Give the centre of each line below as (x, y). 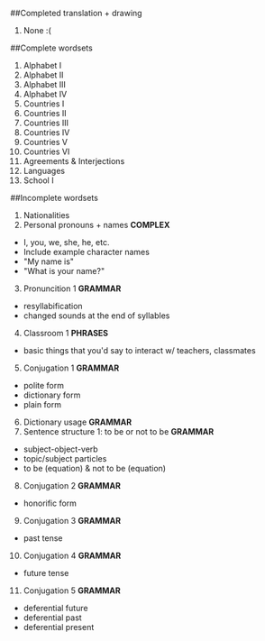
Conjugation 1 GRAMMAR (71, 368)
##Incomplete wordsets (54, 198)
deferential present (59, 627)
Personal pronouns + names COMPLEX (96, 225)
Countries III (46, 123)
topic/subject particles (65, 458)
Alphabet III (45, 84)
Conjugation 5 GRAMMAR (72, 591)
